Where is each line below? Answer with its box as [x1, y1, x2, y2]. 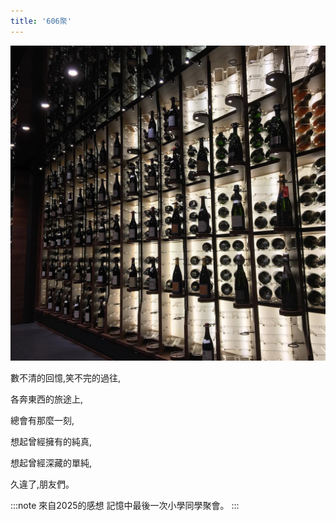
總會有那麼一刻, [10, 414, 75, 426]
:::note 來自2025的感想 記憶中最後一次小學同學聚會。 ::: [10, 499, 240, 511]
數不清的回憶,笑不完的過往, [10, 371, 122, 384]
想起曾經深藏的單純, [10, 456, 93, 469]
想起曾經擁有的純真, [10, 435, 93, 447]
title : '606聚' [10, 16, 72, 26]
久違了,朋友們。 [10, 478, 75, 490]
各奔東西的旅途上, [10, 393, 84, 405]
